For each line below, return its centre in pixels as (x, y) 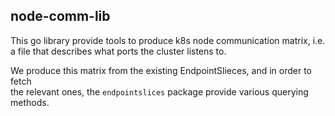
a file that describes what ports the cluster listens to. (118, 51)
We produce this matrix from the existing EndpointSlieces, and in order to (161, 70)
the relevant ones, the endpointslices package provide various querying (159, 91)
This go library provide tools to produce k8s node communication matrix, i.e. (168, 40)
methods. (30, 102)
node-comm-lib (60, 16)
